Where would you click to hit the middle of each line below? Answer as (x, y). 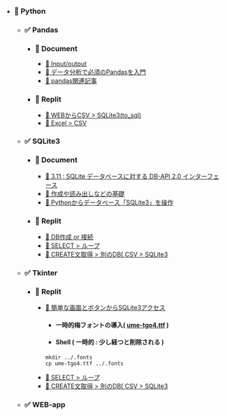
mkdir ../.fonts (69, 357)
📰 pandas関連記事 (71, 81)
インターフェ (201, 176)
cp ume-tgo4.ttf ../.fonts (85, 363)
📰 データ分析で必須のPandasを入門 (96, 72)
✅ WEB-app (45, 404)
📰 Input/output (66, 64)
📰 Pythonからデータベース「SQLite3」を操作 (109, 202)
